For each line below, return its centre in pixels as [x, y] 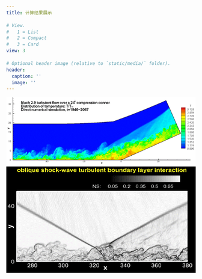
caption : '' [27, 76]
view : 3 [16, 51]
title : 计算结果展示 [29, 13]
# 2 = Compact [26, 38]
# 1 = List [23, 32]
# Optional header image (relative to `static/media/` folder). [88, 63]
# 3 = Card [23, 44]
